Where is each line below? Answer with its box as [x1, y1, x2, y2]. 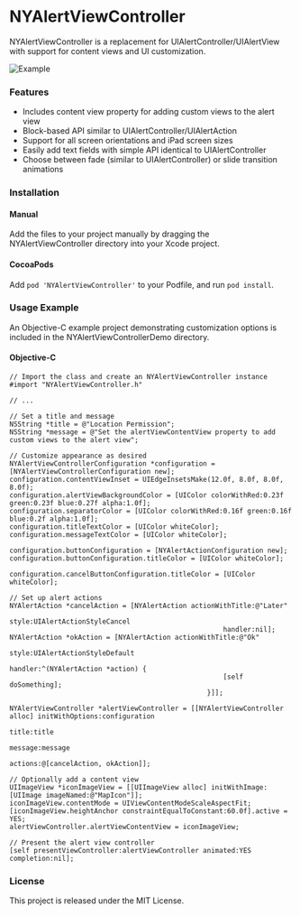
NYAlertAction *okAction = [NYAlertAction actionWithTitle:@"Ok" [9, 633, 259, 642]
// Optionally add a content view [9, 775, 140, 784]
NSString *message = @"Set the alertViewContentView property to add [9, 428, 277, 437]
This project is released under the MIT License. [9, 895, 185, 906]
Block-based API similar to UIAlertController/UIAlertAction [22, 125, 237, 136]
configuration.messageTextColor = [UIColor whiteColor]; [9, 531, 228, 540]
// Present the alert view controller [9, 838, 155, 847]
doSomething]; [9, 680, 63, 689]
